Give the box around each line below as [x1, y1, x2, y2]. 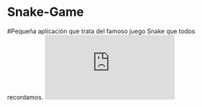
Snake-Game [7, 4, 84, 20]
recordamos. [7, 93, 44, 101]
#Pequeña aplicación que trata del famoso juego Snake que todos [7, 27, 196, 35]
